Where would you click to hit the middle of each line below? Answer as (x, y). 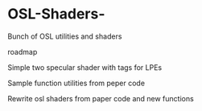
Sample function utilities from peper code (76, 83)
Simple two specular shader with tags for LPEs (85, 67)
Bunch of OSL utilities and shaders (65, 36)
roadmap (23, 51)
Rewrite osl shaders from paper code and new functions (101, 98)
